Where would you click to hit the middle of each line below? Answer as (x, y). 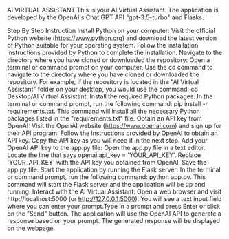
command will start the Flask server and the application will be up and (106, 184)
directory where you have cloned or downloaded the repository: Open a (109, 60)
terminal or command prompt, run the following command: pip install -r (108, 104)
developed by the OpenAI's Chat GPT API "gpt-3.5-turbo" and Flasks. (106, 17)
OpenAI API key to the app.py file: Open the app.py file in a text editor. (106, 148)
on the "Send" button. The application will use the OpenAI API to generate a (114, 214)
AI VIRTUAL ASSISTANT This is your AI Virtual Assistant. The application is (113, 10)
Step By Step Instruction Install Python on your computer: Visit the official (111, 31)
